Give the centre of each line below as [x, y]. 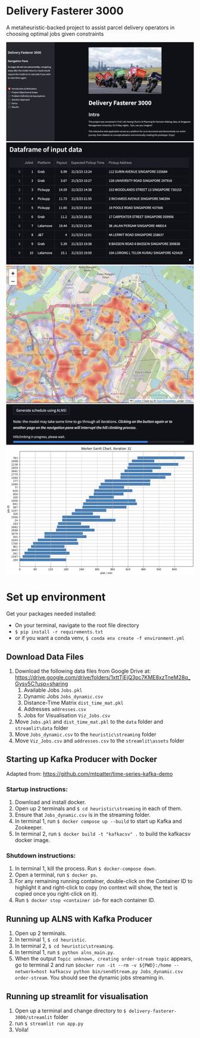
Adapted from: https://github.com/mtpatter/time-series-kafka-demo [90, 773]
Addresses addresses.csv [55, 709]
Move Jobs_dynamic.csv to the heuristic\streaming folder [85, 734]
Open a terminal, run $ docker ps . [56, 875]
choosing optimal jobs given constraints [55, 33]
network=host [31, 972]
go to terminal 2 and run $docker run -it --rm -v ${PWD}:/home [93, 965]
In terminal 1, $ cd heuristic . [50, 940]
